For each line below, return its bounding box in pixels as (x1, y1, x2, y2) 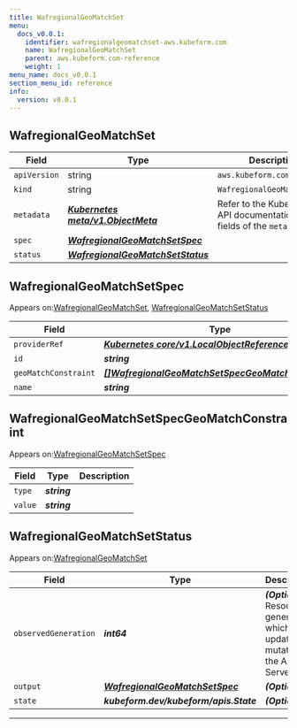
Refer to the (217, 198, 267, 211)
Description (79, 470, 130, 482)
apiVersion (13, 170, 59, 180)
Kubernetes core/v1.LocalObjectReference (103, 338, 289, 350)
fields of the (217, 220, 268, 233)
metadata (13, 210, 50, 220)
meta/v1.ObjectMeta (67, 214, 157, 226)
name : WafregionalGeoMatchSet (25, 46, 137, 55)
